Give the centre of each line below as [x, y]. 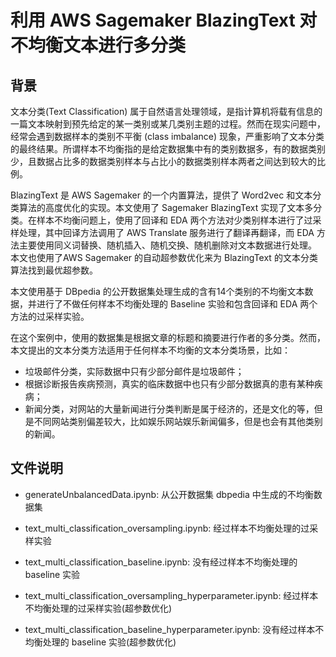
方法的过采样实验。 [50, 316]
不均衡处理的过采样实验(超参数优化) [98, 608]
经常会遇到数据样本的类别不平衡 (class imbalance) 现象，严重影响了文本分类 [167, 136]
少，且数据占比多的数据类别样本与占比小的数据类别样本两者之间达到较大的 [163, 161]
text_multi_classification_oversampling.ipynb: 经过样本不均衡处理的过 [167, 528]
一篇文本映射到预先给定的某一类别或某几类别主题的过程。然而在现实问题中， [168, 124]
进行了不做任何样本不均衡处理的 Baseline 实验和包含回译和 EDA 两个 [177, 304]
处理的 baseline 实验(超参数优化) [109, 642]
